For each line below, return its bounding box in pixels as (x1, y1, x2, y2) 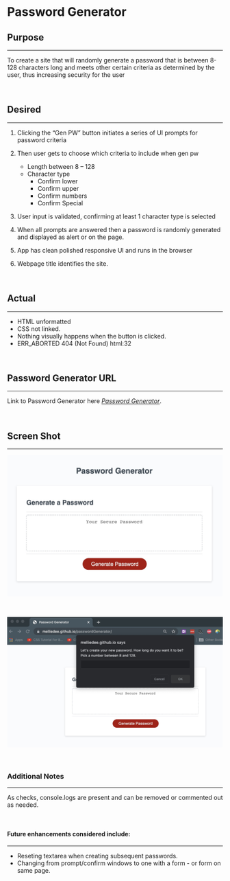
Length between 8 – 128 (27, 162, 96, 170)
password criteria (16, 135, 67, 144)
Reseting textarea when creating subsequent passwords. (16, 851, 178, 860)
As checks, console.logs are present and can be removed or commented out (7, 794, 224, 802)
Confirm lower (37, 176, 78, 185)
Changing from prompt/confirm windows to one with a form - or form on (16, 859, 221, 867)
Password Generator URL (7, 372, 116, 385)
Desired (7, 104, 41, 115)
